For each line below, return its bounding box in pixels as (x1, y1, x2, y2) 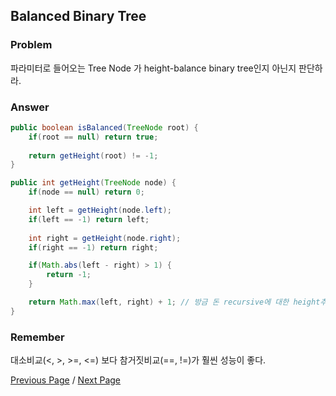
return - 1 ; (46, 270, 92, 280)
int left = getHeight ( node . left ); (28, 205, 172, 216)
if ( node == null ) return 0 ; (28, 187, 145, 198)
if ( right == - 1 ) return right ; (28, 242, 159, 253)
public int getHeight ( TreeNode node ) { (10, 178, 177, 188)
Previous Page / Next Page (10, 374, 121, 386)
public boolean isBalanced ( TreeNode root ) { (10, 122, 199, 133)
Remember (10, 330, 65, 344)
